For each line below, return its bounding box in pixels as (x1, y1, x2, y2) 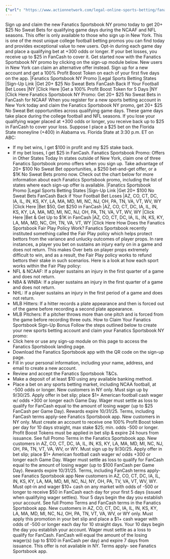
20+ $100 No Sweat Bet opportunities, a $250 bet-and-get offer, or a (12, 166, 157, 172)
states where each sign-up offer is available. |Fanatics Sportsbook (12, 182, 151, 188)
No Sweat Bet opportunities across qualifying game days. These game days (5, 107, 163, 114)
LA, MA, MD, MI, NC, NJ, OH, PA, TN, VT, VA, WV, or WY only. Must (12, 510, 153, 516)
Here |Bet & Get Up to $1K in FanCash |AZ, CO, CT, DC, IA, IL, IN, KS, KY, (12, 214, 164, 220)
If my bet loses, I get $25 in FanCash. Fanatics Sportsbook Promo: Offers (12, 150, 165, 156)
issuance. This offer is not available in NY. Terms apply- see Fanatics (12, 543, 157, 549)
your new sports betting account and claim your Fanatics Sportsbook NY (12, 327, 164, 333)
